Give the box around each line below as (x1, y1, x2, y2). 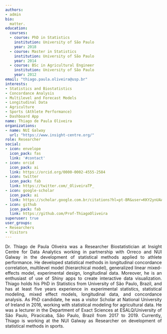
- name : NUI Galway (5, 128, 46, 133)
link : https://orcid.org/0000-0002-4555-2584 (9, 169, 106, 174)
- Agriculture (5, 105, 35, 110)
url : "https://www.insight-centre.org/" (9, 133, 94, 138)
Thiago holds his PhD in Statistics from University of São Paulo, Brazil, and (5, 280, 162, 287)
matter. (9, 21, 26, 26)
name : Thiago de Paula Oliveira (5, 118, 72, 124)
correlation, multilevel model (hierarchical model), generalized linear (5, 265, 147, 271)
